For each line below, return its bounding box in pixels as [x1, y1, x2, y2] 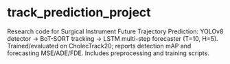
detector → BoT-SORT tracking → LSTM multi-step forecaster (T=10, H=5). [7, 34, 218, 42]
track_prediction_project [7, 5, 151, 20]
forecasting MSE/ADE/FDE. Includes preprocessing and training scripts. [7, 49, 209, 57]
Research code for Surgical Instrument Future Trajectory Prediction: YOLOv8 [7, 27, 224, 35]
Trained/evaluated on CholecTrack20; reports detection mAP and [7, 42, 192, 50]
